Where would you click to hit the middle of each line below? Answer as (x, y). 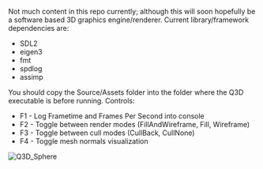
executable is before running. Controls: (71, 101)
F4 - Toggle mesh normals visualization (84, 141)
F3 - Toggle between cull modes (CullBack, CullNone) (107, 133)
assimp (31, 77)
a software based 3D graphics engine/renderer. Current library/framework (129, 20)
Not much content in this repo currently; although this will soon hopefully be (132, 11)
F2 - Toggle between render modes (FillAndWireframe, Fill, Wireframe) (135, 124)
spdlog (31, 69)
